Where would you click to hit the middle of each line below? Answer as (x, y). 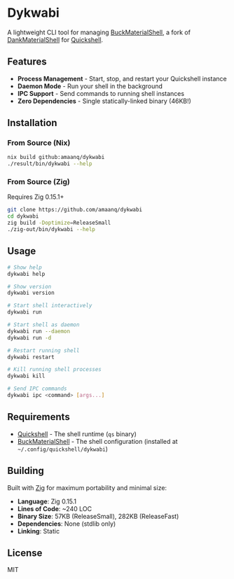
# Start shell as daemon (43, 325)
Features (27, 62)
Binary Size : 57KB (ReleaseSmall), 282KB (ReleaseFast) (98, 516)
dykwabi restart (31, 357)
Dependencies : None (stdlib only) (67, 524)
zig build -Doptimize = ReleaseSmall (59, 223)
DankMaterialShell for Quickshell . (55, 39)
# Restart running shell (43, 350)
